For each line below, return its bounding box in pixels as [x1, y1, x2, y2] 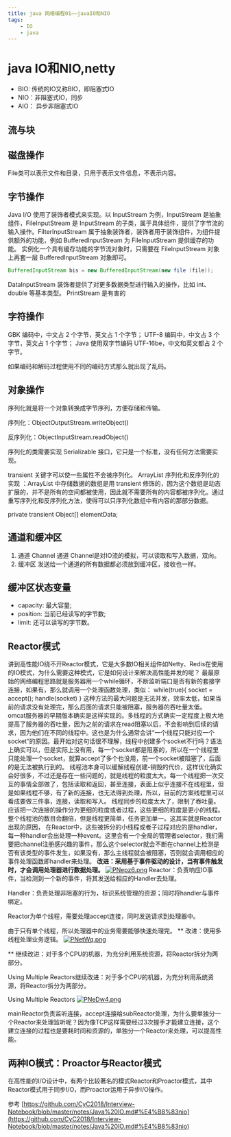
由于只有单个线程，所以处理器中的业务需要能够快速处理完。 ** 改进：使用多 [8, 927, 221, 935]
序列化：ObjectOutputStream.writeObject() [8, 418, 129, 426]
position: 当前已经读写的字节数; [17, 610, 106, 618]
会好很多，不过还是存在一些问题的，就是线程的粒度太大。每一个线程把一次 [8, 771, 218, 780]
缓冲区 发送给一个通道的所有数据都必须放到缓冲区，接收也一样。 [17, 560, 200, 568]
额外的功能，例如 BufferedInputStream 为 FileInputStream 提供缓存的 [13, 236, 208, 244]
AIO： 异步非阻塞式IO [17, 102, 79, 110]
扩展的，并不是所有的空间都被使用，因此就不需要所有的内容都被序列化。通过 [8, 488, 224, 496]
